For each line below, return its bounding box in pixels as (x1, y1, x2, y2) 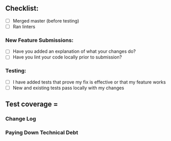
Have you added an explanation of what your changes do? (12, 48, 136, 54)
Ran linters (12, 23, 36, 30)
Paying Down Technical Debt (5, 129, 78, 136)
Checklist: (5, 4, 39, 13)
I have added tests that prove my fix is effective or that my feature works (12, 79, 166, 85)
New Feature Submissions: (5, 36, 74, 44)
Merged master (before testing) (12, 17, 79, 24)
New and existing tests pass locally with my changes (12, 85, 124, 91)
